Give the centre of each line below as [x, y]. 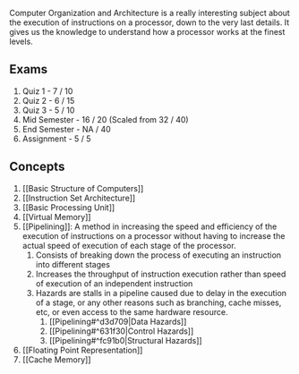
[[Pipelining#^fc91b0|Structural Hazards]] [126, 340]
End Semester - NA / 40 [67, 129]
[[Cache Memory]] [56, 359]
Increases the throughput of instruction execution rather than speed [161, 274]
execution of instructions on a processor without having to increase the [154, 235]
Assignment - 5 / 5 [56, 139]
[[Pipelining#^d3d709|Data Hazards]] [118, 321]
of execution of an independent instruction [114, 283]
